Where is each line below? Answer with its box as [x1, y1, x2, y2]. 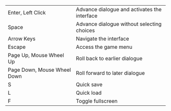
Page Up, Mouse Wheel [8, 52, 65, 59]
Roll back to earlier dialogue [76, 55, 142, 62]
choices [76, 27, 95, 34]
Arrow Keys [8, 35, 36, 42]
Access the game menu [76, 43, 132, 50]
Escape [8, 43, 26, 50]
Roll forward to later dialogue [76, 70, 145, 76]
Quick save [76, 81, 103, 88]
